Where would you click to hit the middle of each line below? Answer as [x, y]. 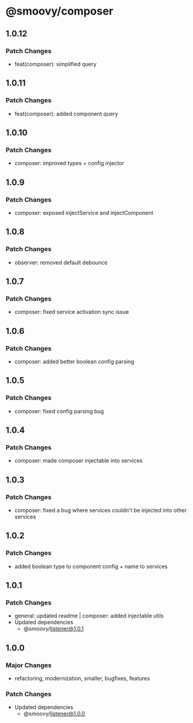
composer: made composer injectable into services [78, 461]
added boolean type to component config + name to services [91, 566]
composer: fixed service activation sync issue [72, 312]
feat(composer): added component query [66, 114]
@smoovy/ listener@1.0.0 [54, 714]
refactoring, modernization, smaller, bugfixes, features [82, 679]
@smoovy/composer [60, 11]
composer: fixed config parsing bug [59, 411]
